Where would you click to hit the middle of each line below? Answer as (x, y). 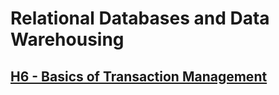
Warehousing (67, 39)
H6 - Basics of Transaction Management (139, 76)
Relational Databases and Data (140, 18)
